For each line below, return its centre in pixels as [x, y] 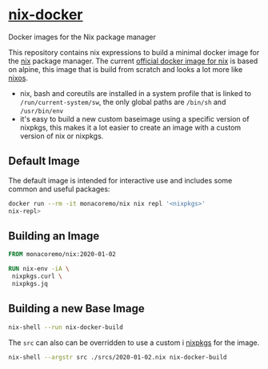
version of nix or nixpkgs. [62, 136]
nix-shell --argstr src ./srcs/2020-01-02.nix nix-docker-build [118, 357]
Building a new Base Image [77, 309]
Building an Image [54, 236]
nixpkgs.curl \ [37, 277]
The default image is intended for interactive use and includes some [120, 180]
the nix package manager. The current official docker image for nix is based [133, 61]
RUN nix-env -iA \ [39, 269]
